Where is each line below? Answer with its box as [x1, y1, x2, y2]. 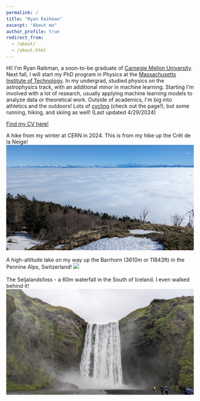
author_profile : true [6, 29, 60, 35]
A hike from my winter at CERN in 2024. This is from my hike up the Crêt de [6, 132, 191, 139]
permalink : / [6, 10, 39, 15]
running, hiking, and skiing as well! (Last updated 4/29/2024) [6, 108, 156, 116]
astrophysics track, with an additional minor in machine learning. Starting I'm [6, 83, 194, 91]
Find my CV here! [6, 120, 49, 128]
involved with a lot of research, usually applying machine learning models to [6, 89, 193, 97]
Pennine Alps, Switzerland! [6, 263, 73, 271]
